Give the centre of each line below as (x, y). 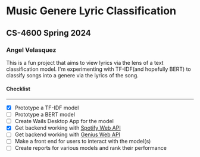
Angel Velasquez (31, 50)
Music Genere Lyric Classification (91, 11)
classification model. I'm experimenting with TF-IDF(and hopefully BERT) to (99, 69)
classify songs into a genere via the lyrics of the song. (72, 75)
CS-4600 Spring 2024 (49, 33)
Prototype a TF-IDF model (47, 108)
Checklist (18, 89)
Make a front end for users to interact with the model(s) (83, 142)
